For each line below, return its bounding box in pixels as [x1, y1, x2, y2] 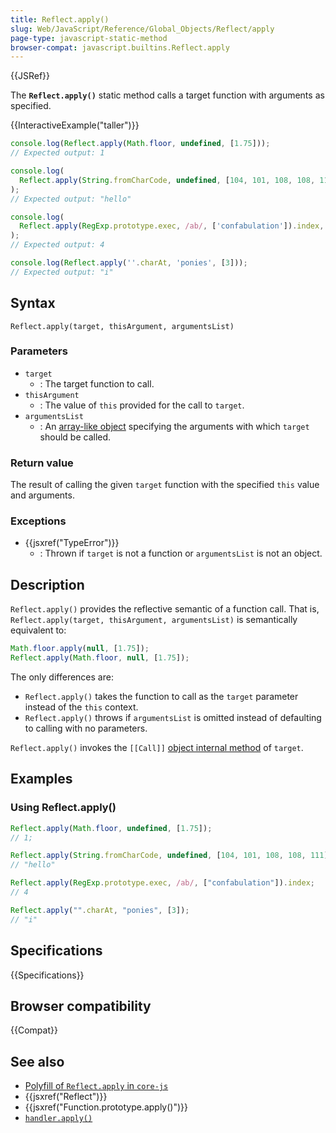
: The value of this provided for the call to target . [39, 399, 245, 411]
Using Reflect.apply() [10, 801, 117, 815]
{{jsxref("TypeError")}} [24, 537, 120, 549]
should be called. [39, 431, 112, 443]
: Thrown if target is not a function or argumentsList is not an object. [39, 547, 323, 560]
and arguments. [10, 489, 75, 501]
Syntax [10, 295, 56, 312]
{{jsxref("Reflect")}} [24, 1091, 108, 1103]
